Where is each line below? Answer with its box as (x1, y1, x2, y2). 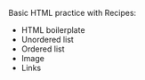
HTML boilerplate (20, 25, 85, 35)
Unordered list (20, 35, 75, 44)
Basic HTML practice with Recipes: (8, 8, 137, 18)
